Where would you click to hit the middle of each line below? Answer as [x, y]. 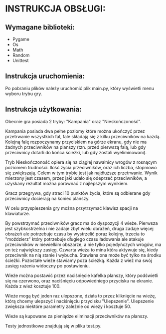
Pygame [21, 39]
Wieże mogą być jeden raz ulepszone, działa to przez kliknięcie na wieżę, [81, 295]
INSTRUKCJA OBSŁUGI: [56, 9]
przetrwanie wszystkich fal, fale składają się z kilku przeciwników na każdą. [83, 136]
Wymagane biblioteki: [40, 27]
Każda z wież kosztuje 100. [33, 286]
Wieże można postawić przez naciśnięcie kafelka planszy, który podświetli [82, 275]
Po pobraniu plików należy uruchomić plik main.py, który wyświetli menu [80, 88]
